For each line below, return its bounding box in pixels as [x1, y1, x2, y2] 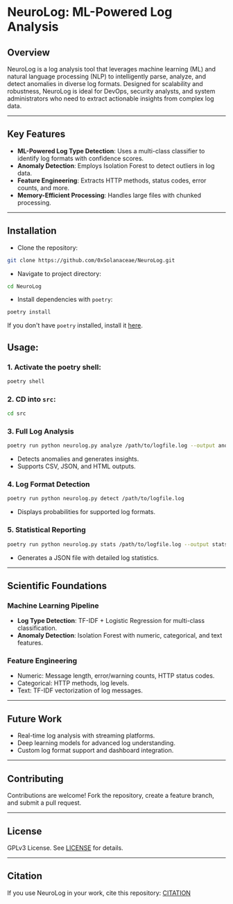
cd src [7, 410, 26, 417]
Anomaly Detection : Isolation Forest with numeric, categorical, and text [17, 631, 223, 640]
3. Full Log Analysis [7, 426, 74, 436]
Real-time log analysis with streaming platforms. [17, 731, 155, 740]
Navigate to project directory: [17, 269, 102, 278]
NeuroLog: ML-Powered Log [7, 4, 173, 20]
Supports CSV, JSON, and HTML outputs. [17, 462, 137, 470]
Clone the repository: [17, 244, 78, 252]
